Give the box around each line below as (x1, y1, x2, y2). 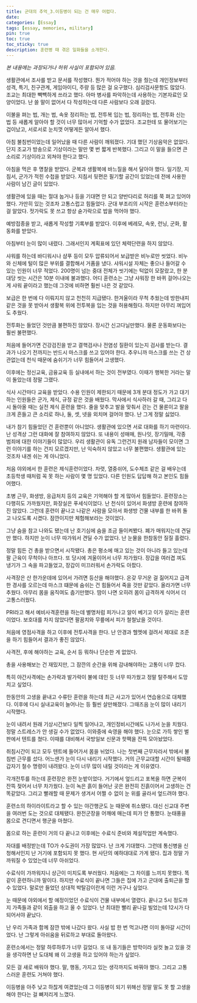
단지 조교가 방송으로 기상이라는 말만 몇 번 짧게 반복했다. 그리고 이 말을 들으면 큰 (6, 145, 188, 153)
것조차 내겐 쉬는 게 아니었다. (6, 452, 71, 459)
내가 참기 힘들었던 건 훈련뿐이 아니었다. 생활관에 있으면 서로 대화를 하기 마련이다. (6, 423, 191, 430)
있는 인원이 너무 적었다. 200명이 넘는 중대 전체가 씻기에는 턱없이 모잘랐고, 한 (6, 267, 182, 274)
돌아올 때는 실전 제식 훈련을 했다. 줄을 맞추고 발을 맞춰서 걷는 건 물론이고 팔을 (12, 403, 189, 410)
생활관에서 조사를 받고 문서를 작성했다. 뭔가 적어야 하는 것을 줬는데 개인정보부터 (6, 76, 188, 83)
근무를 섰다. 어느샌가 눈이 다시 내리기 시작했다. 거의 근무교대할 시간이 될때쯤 (16, 755, 191, 762)
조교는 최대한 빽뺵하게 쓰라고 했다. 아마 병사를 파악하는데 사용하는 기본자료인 (6, 91, 182, 98)
